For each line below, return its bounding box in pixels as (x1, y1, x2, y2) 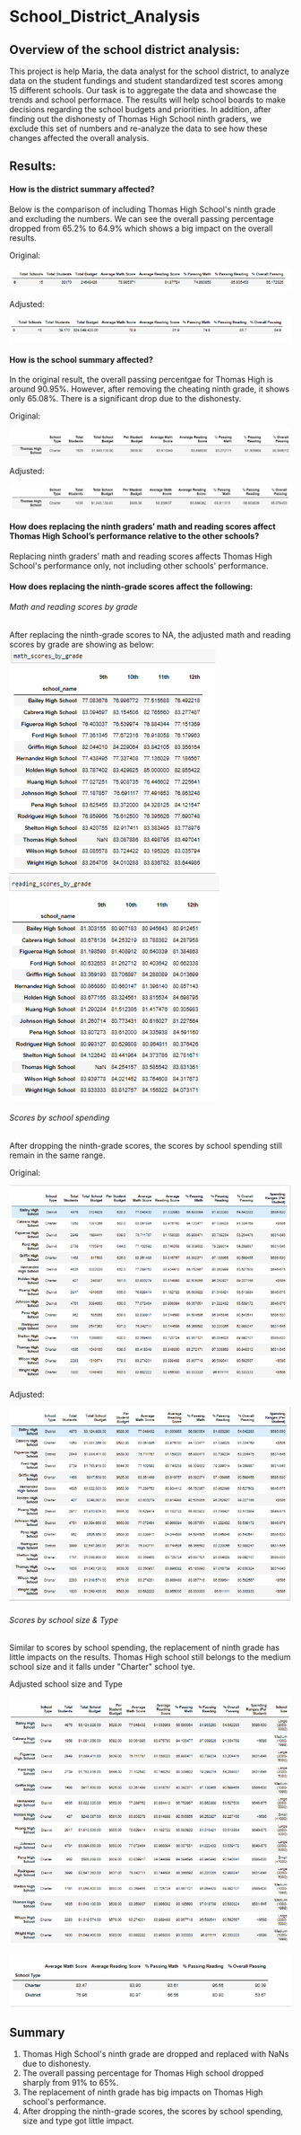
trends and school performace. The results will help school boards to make (9, 94, 287, 105)
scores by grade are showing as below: (9, 639, 155, 649)
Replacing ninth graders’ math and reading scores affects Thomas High (9, 551, 273, 561)
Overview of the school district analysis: (9, 42, 240, 57)
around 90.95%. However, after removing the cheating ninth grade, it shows (9, 384, 289, 394)
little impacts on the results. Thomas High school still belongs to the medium (9, 1652, 291, 1663)
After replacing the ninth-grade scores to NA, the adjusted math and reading (9, 629, 291, 640)
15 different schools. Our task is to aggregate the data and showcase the (9, 85, 278, 95)
